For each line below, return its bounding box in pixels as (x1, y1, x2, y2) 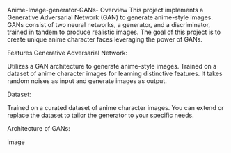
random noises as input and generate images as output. (7, 77, 167, 85)
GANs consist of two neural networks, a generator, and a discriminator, (7, 21, 211, 28)
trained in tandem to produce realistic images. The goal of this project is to (7, 28, 221, 36)
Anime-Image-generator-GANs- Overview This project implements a (7, 6, 204, 14)
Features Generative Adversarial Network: (7, 48, 127, 57)
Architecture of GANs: (7, 125, 71, 132)
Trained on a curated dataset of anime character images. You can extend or (7, 104, 224, 111)
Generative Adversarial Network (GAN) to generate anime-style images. (7, 13, 214, 21)
